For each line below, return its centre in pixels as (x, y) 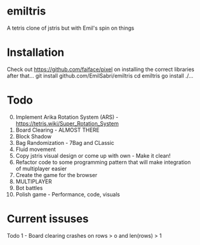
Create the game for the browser (56, 175)
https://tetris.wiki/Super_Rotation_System (67, 123)
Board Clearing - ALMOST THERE (57, 130)
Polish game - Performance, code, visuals (68, 194)
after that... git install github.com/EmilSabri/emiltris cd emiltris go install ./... (100, 76)
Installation (36, 52)
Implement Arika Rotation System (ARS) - (67, 117)
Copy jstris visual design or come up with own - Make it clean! (93, 155)
